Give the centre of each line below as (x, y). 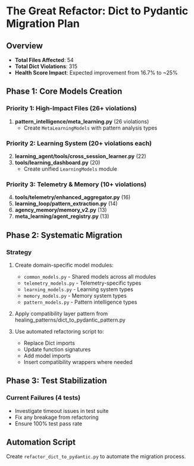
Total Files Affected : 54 (44, 60)
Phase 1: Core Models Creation (64, 92)
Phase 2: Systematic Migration (64, 235)
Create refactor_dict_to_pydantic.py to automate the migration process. (96, 456)
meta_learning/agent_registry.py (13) (62, 217)
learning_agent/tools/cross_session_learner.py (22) (81, 156)
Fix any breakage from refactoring (57, 417)
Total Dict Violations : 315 (46, 66)
